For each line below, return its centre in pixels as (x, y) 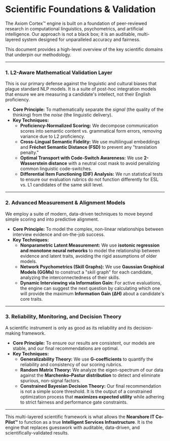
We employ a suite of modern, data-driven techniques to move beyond (79, 214)
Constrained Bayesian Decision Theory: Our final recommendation (91, 386)
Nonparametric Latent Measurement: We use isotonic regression (90, 245)
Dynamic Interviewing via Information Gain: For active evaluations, (91, 283)
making (13, 333)
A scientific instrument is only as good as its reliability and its (69, 328)
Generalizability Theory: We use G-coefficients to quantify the (87, 359)
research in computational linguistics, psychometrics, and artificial (74, 28)
